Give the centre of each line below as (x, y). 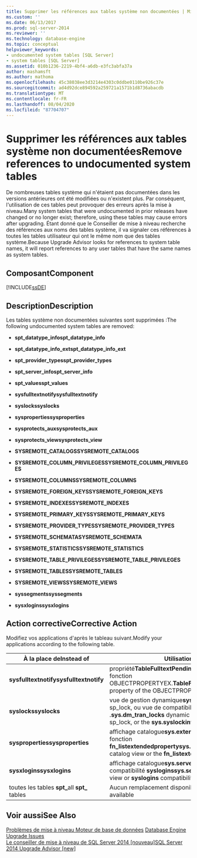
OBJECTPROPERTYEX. (141, 683)
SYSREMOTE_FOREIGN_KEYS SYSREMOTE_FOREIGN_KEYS (89, 491)
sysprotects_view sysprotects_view (58, 440)
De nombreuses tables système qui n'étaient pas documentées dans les (93, 192)
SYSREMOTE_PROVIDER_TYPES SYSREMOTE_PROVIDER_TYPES (94, 525)
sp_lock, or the (130, 722)
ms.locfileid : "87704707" (38, 110)
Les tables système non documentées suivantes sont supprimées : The (91, 320)
